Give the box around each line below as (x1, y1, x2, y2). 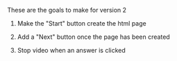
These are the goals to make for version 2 (7, 6, 127, 14)
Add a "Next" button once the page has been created (17, 33, 170, 41)
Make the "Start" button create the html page (17, 19, 147, 27)
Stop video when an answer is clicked (17, 46, 126, 54)
